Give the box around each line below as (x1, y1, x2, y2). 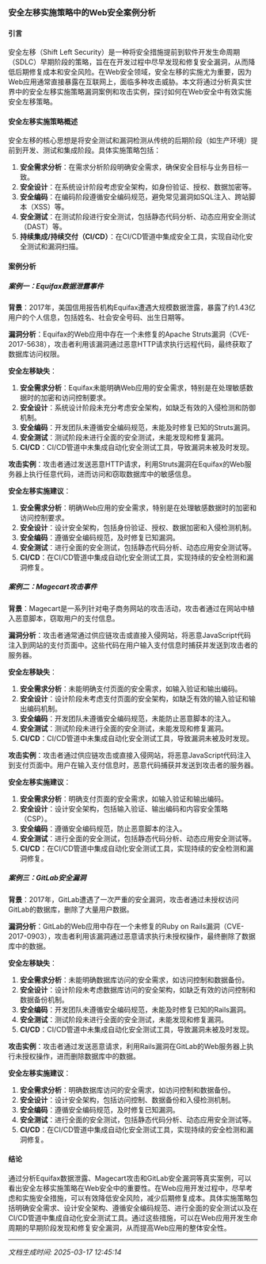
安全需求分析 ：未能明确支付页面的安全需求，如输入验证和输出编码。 (19, 684, 242, 693)
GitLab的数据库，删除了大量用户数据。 (8, 905, 134, 914)
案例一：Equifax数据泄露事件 (8, 281, 104, 290)
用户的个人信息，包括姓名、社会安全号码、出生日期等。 (8, 312, 188, 322)
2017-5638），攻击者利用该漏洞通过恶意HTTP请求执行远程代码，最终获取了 (8, 339, 253, 348)
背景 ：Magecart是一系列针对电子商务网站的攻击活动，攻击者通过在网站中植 (8, 603, 255, 613)
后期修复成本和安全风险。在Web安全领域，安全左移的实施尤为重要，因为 (14, 67, 252, 77)
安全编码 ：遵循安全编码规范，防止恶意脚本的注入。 (19, 824, 187, 833)
